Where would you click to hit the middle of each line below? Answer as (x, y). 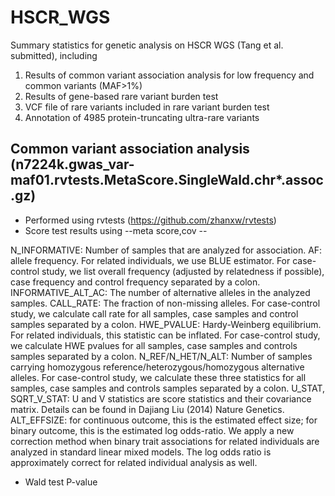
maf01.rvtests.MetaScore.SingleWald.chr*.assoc (167, 180)
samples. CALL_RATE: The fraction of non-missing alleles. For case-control (165, 303)
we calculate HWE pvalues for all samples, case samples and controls (154, 345)
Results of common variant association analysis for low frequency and (169, 75)
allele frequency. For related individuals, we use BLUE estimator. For (150, 260)
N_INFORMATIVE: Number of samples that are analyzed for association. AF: (166, 250)
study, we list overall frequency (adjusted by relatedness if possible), (183, 271)
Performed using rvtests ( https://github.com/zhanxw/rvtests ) (150, 220)
